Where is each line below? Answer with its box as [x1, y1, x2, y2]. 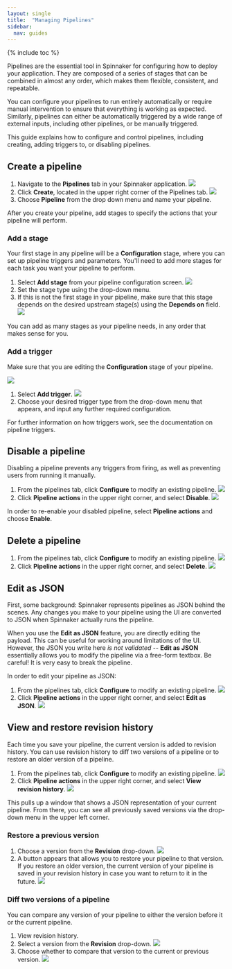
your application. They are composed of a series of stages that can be [7, 69, 208, 78]
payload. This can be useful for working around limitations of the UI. [7, 636, 202, 645]
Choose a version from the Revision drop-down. [17, 847, 156, 855]
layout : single [7, 10, 51, 17]
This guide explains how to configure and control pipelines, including [7, 133, 204, 142]
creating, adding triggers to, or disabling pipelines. [7, 140, 151, 149]
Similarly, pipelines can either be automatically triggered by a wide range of [7, 112, 223, 121]
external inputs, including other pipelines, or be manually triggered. [7, 119, 199, 128]
